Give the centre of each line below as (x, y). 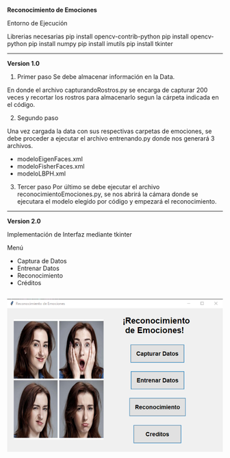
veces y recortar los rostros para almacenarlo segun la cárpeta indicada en (113, 97)
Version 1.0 (23, 63)
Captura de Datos (42, 261)
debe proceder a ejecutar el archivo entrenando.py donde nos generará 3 (111, 138)
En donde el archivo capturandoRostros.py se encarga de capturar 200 (107, 90)
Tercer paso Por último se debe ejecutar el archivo (88, 187)
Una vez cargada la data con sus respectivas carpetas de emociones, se (110, 131)
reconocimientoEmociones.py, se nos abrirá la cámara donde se (107, 194)
